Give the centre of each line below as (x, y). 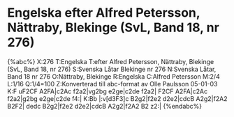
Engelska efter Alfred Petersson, (104, 13)
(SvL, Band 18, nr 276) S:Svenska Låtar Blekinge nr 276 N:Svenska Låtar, (112, 69)
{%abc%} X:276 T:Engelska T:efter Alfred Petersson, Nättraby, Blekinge (111, 61)
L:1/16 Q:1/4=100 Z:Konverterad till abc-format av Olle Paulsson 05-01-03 (112, 84)
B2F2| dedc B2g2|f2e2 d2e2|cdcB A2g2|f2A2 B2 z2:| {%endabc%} (105, 106)
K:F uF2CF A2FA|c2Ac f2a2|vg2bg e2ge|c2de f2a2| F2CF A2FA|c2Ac (108, 91)
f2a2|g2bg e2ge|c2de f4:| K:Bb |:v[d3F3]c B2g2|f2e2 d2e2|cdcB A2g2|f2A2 (117, 98)
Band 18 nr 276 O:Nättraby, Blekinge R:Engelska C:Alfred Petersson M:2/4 (114, 76)
